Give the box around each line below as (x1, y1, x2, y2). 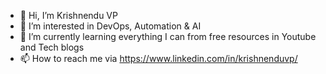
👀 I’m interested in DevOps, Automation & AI (19, 20, 202, 32)
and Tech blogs (19, 41, 85, 53)
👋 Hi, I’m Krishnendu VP (19, 10, 118, 21)
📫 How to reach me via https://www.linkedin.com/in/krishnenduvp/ (19, 53, 298, 64)
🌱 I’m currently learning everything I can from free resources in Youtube (19, 31, 317, 42)
